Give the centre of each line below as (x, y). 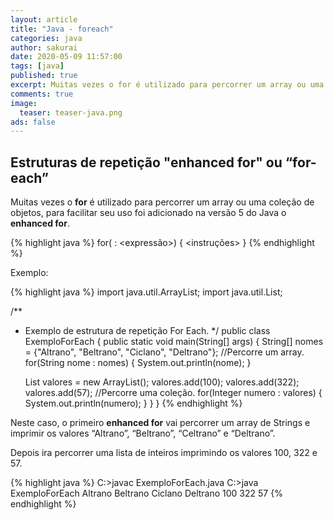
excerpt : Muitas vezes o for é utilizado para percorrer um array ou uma (167, 85)
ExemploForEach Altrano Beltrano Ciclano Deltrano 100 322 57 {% (146, 493)
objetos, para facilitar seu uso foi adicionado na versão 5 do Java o (148, 213)
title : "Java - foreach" (62, 29)
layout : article (44, 19)
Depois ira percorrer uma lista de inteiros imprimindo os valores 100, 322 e (164, 453)
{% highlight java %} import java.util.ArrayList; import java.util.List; (146, 292)
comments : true (42, 94)
